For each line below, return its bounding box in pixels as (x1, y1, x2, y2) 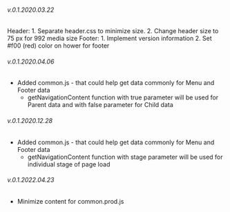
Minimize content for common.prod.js (17, 197, 124, 205)
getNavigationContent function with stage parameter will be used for (27, 153, 223, 161)
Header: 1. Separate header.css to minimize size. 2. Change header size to (7, 27, 219, 35)
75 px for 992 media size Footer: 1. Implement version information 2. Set (7, 35, 212, 43)
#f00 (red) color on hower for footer (7, 41, 110, 50)
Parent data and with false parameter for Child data (27, 101, 174, 109)
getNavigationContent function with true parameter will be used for (27, 93, 219, 102)
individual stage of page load (27, 160, 111, 168)
